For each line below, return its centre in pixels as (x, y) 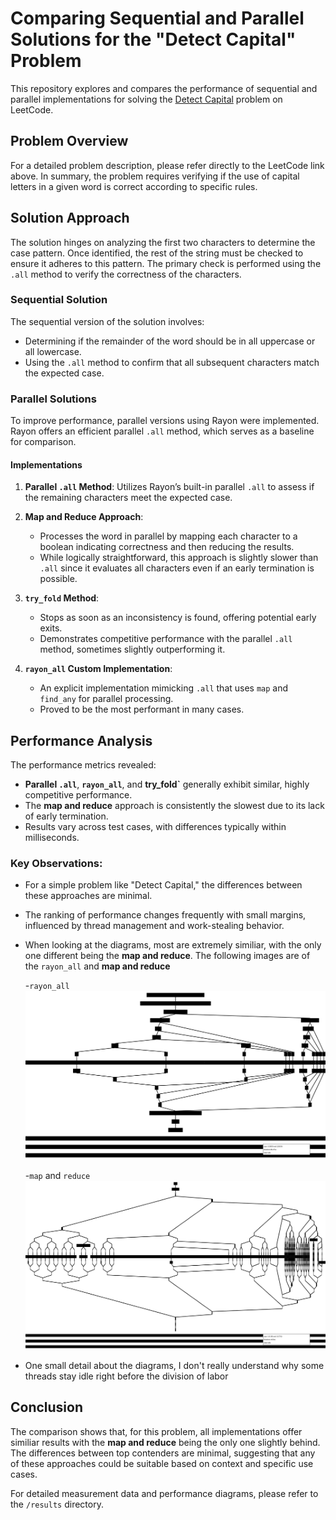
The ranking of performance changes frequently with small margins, (165, 915)
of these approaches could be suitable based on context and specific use (162, 1463)
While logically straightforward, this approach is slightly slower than (179, 558)
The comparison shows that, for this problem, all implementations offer (156, 1431)
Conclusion (47, 1407)
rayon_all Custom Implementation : (98, 669)
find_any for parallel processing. (106, 699)
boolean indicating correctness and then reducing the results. (167, 547)
